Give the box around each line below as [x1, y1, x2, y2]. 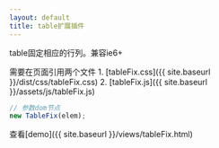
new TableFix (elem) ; [9, 111, 87, 121]
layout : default [9, 13, 70, 22]
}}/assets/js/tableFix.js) [9, 86, 96, 97]
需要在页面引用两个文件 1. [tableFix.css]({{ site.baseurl [9, 66, 211, 77]
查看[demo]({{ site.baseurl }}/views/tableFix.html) [9, 129, 193, 140]
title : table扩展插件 [9, 22, 85, 30]
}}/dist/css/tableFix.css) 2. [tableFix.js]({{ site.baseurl [9, 76, 208, 87]
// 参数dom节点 [9, 103, 61, 112]
